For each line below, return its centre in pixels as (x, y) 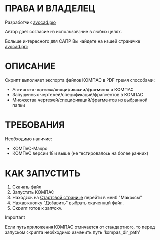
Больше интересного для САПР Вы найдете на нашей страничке (73, 41)
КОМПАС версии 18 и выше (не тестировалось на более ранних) (80, 153)
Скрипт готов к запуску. (37, 208)
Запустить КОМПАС (33, 192)
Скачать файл (27, 187)
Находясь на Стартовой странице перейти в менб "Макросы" (77, 197)
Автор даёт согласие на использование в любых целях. (64, 31)
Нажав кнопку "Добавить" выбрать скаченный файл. (68, 203)
